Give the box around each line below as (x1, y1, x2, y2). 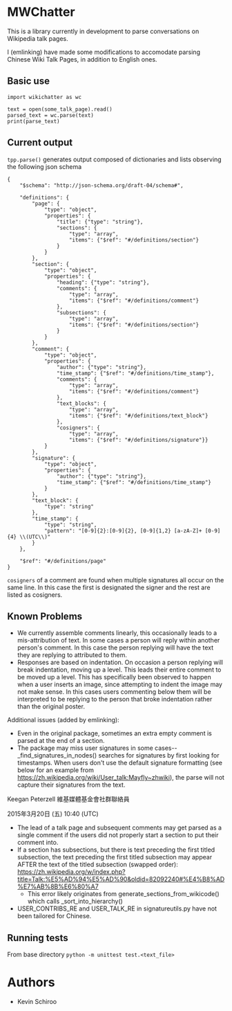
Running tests (7, 932, 69, 944)
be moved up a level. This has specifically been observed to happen (17, 673, 212, 681)
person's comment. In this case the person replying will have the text (17, 643, 214, 652)
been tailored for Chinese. (17, 912, 92, 920)
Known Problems (7, 610, 83, 622)
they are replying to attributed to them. (17, 651, 128, 659)
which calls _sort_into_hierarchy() (27, 897, 123, 906)
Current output (7, 136, 73, 149)
